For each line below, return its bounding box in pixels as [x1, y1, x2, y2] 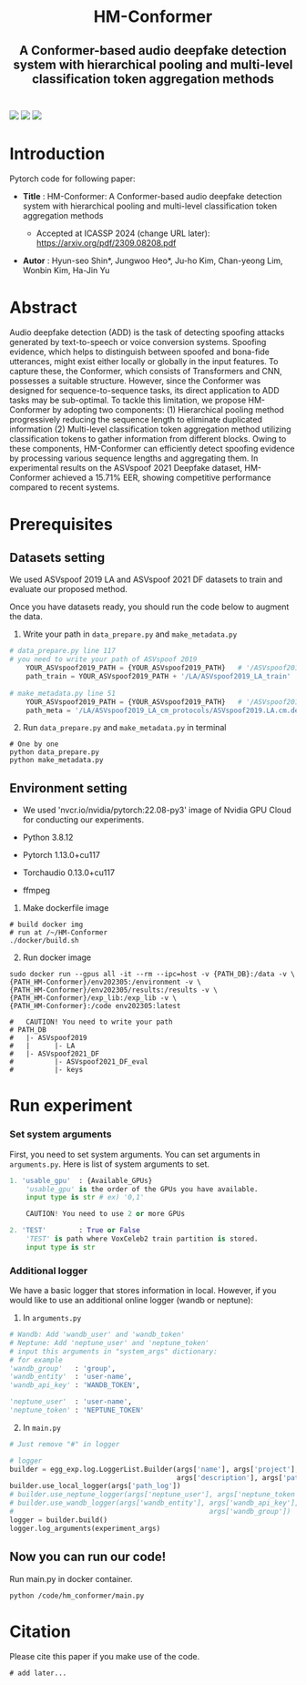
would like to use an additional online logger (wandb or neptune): [9, 1295, 253, 1306]
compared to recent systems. [9, 482, 120, 493]
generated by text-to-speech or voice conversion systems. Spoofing [9, 337, 267, 348]
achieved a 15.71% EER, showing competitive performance [52, 472, 271, 484]
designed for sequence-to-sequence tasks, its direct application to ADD [9, 385, 280, 396]
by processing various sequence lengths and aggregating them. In [9, 453, 259, 464]
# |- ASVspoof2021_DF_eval [9, 1057, 148, 1067]
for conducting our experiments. [22, 814, 144, 825]
